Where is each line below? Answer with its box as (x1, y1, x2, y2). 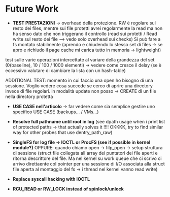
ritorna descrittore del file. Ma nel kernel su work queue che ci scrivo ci (12, 155, 162, 161)
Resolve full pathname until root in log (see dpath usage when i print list (12, 118, 165, 124)
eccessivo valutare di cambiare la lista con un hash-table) (5, 67, 126, 74)
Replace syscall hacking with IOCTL (12, 176, 90, 182)
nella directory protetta (5, 93, 53, 100)
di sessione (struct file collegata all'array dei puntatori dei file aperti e (12, 150, 158, 156)
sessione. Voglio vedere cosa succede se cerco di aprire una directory (5, 82, 153, 89)
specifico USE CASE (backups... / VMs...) (12, 109, 99, 115)
